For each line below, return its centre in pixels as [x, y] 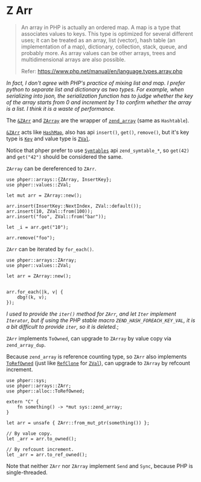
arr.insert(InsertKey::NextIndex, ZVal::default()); [74, 206]
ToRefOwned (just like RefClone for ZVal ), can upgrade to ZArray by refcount [98, 363]
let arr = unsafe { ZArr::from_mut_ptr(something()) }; [78, 423]
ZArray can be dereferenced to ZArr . [51, 168]
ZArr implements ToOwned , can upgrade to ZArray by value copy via [89, 338]
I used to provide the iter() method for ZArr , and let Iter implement [91, 314]
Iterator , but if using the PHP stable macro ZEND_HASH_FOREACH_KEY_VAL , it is [101, 320]
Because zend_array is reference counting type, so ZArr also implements [97, 356]
